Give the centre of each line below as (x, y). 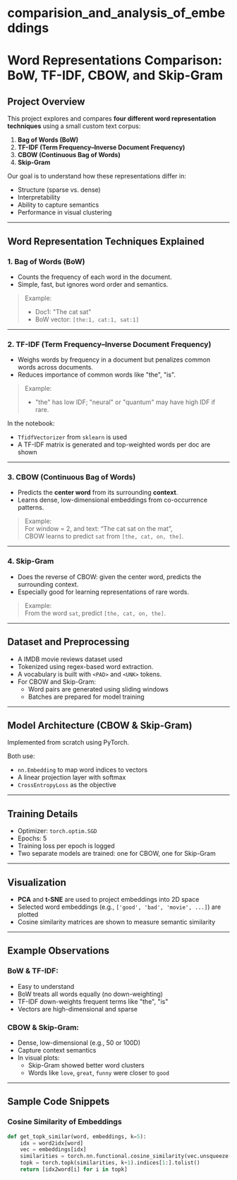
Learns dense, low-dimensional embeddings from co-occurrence (113, 500)
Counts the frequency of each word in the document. (95, 277)
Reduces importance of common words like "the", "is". (97, 375)
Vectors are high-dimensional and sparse (78, 1009)
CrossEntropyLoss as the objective (67, 785)
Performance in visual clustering (65, 212)
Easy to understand (46, 986)
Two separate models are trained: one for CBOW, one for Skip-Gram (117, 854)
